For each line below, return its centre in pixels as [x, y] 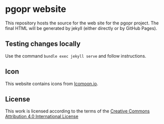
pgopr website [36, 9]
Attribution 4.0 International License [42, 117]
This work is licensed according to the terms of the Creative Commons [78, 111]
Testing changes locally [43, 44]
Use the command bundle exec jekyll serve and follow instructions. [76, 56]
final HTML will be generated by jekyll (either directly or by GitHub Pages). [81, 28]
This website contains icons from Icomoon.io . [52, 84]
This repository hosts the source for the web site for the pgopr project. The [82, 23]
